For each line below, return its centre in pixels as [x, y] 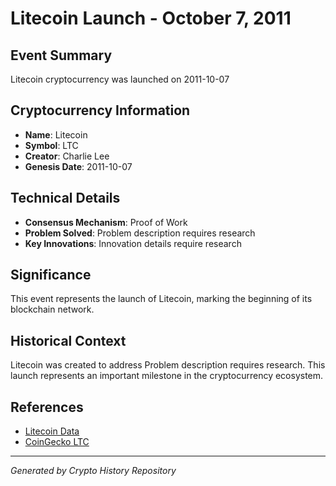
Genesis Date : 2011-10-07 [78, 166]
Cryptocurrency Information [100, 110]
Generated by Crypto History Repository [93, 471]
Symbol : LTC [51, 145]
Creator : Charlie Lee [67, 156]
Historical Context [68, 340]
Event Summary [61, 55]
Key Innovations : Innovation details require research [133, 243]
